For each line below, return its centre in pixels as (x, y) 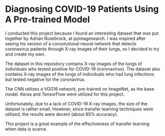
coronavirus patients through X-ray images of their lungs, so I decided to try (82, 49)
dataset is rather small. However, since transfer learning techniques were (79, 109)
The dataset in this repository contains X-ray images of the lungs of (74, 64)
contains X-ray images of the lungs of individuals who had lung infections (80, 74)
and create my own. (25, 54)
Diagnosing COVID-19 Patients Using (82, 9)
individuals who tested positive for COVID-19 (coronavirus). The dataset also (83, 69)
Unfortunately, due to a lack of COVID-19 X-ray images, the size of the (76, 103)
